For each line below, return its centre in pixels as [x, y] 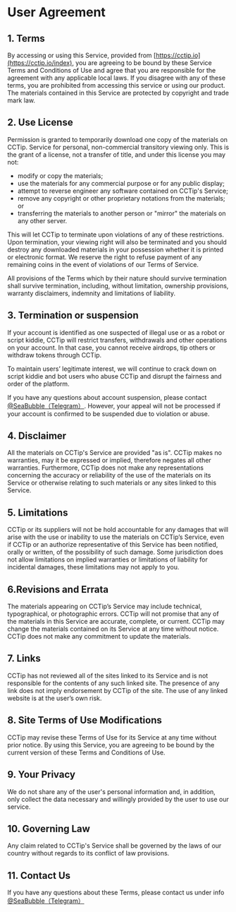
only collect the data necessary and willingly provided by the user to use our [118, 799]
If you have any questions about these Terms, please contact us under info [116, 893]
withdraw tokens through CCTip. [55, 355]
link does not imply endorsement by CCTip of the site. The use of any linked [118, 690]
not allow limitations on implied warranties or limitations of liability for [107, 559]
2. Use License [40, 123]
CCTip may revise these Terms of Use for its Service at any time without [112, 737]
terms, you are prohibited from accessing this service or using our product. [116, 85]
